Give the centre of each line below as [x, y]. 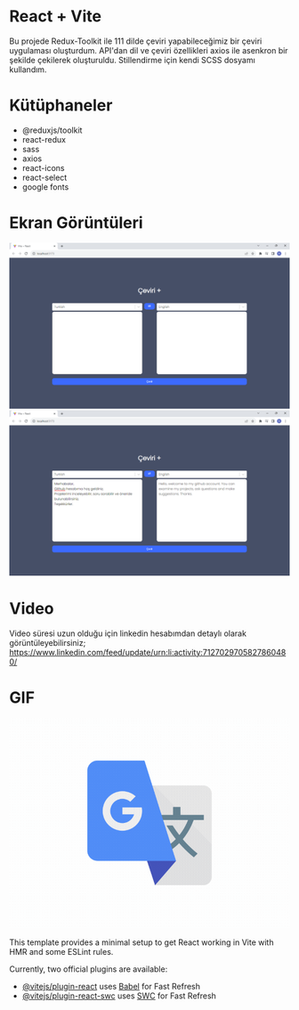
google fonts [45, 187]
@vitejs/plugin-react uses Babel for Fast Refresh [111, 986]
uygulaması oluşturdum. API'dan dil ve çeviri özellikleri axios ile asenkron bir [149, 50]
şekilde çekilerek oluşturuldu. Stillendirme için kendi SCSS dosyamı [132, 60]
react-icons [43, 167]
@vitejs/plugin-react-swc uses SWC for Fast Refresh [119, 996]
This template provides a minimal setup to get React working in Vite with [141, 942]
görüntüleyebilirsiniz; [48, 642]
